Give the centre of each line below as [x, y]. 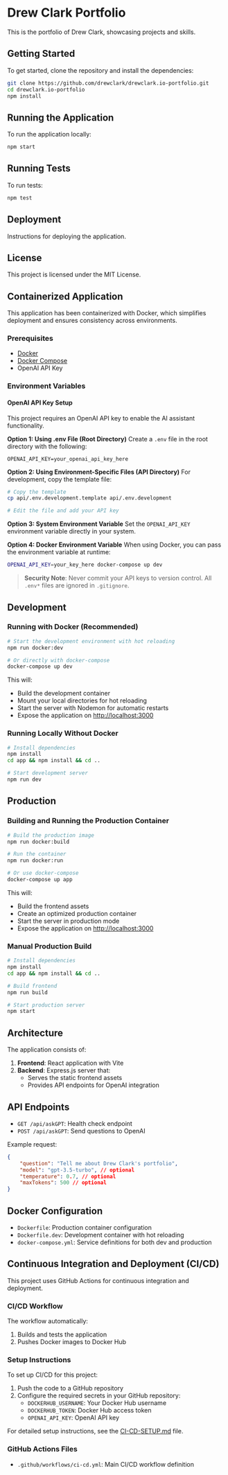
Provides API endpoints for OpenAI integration [93, 1085]
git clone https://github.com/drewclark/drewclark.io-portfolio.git [108, 83]
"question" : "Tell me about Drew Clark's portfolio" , [99, 1163]
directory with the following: [47, 446]
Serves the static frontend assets [75, 1078]
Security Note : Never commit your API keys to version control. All [118, 578]
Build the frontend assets [53, 906]
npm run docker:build [38, 842]
